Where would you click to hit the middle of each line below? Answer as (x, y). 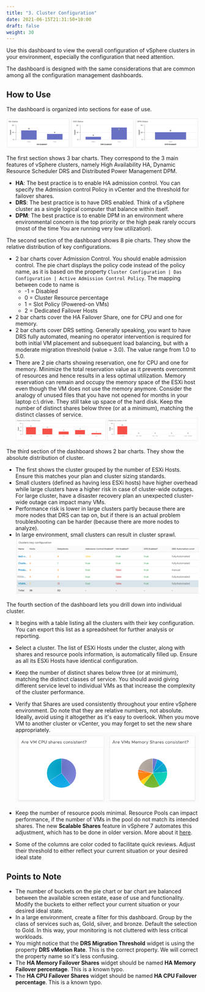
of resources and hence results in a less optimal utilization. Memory (100, 376)
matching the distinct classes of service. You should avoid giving (97, 679)
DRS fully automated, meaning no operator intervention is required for (103, 337)
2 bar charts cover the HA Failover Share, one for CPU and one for (99, 317)
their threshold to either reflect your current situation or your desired (102, 851)
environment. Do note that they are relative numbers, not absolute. (99, 711)
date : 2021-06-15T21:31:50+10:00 (49, 19)
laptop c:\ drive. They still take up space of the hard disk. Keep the (99, 402)
